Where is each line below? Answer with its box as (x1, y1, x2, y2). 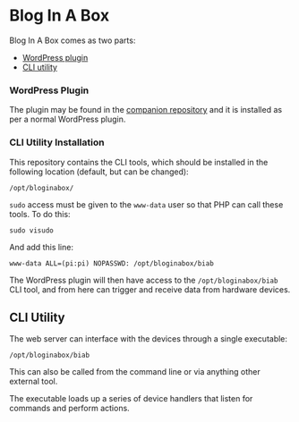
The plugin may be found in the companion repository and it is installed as (9, 105, 283, 115)
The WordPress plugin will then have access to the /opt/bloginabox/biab (9, 274, 278, 285)
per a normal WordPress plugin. (9, 114, 126, 125)
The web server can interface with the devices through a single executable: (9, 333, 288, 344)
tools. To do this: (9, 208, 71, 219)
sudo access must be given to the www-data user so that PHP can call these (9, 198, 284, 210)
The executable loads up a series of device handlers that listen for (9, 393, 253, 404)
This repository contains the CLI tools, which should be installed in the (9, 156, 269, 167)
